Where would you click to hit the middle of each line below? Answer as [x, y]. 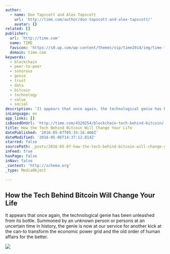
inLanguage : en [21, 114]
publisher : [17, 33]
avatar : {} [26, 24]
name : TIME [21, 43]
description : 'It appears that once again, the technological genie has [83, 109]
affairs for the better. [27, 237]
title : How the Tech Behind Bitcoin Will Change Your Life [69, 128]
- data [17, 85]
